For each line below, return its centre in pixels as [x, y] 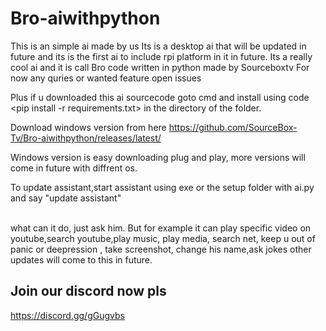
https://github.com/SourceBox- [233, 127]
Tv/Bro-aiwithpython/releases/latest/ [86, 138]
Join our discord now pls [88, 291]
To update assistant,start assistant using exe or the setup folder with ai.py [162, 187]
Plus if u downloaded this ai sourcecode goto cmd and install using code [160, 97]
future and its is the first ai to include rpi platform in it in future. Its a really [161, 56]
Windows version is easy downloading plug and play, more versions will [158, 157]
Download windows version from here [88, 127]
